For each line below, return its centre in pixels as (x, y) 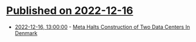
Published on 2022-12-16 (70, 11)
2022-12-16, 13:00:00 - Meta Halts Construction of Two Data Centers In (102, 27)
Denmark (26, 33)
